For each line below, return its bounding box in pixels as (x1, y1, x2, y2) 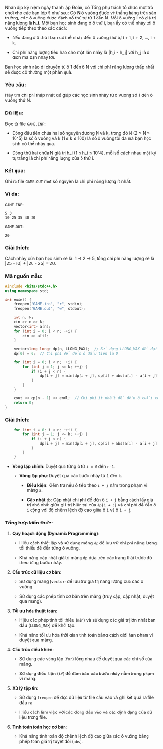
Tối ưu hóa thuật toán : (12, 608, 57, 614)
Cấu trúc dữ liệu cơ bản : (12, 569, 62, 575)
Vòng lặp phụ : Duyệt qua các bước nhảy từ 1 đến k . (19, 473, 122, 479)
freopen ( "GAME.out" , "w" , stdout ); (14, 306, 86, 311)
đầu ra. (19, 699, 34, 706)
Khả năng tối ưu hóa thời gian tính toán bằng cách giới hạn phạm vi (19, 632, 153, 637)
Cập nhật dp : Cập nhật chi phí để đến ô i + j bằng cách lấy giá (26, 497, 154, 503)
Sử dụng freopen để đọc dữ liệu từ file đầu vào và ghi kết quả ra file (19, 694, 154, 700)
